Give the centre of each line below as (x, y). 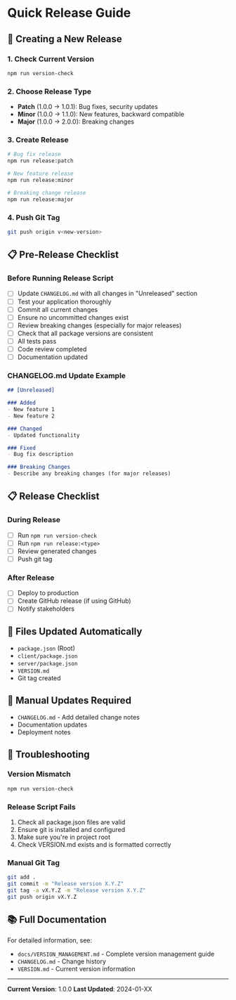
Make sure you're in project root (64, 837)
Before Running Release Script (60, 278)
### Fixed (22, 448)
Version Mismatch (39, 774)
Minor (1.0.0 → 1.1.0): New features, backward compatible (101, 115)
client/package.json (47, 656)
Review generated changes (57, 551)
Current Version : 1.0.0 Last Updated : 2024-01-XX (80, 989)
